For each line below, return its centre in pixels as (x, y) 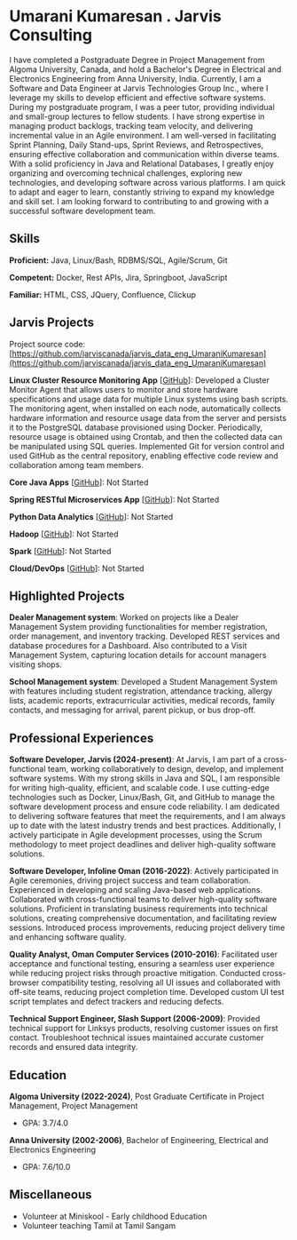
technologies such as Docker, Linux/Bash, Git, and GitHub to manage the (142, 798)
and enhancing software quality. (68, 937)
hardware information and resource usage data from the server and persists (148, 417)
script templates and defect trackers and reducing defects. (117, 1002)
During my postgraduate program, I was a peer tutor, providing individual (142, 107)
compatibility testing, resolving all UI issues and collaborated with (161, 982)
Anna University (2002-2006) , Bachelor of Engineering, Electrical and (139, 1140)
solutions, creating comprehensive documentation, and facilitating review (143, 918)
